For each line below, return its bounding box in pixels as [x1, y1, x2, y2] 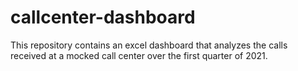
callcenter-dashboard [10, 6, 196, 29]
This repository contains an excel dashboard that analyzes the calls [10, 39, 288, 51]
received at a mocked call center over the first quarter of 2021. [10, 49, 268, 61]
